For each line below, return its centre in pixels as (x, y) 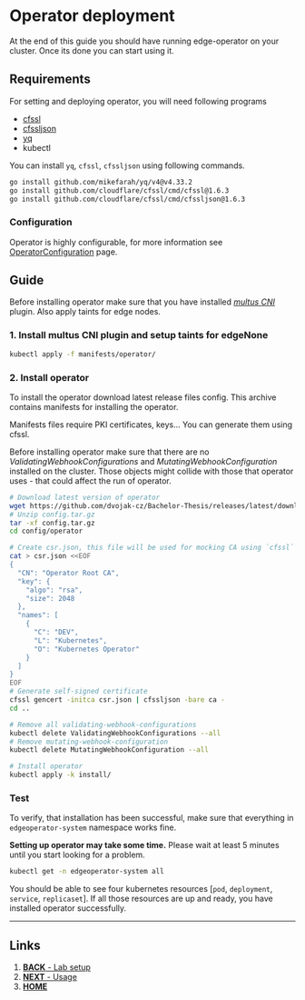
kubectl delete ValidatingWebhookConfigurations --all (115, 733)
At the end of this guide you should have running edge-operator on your (144, 41)
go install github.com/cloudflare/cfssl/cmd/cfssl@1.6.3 (119, 190)
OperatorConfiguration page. (64, 252)
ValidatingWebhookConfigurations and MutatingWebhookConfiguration (143, 461)
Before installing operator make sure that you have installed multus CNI (142, 302)
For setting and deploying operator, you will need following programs (138, 101)
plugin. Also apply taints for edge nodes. (85, 312)
